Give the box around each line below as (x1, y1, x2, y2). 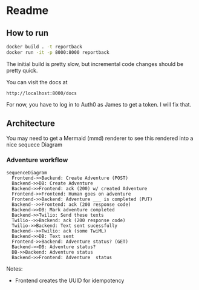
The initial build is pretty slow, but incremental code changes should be (6, 60, 184, 67)
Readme (6, 4, 49, 18)
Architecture (6, 119, 56, 129)
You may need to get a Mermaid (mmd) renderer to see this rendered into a (6, 134, 194, 142)
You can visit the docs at (6, 78, 68, 85)
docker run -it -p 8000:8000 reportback (6, 49, 110, 55)
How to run (6, 28, 49, 38)
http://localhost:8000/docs (6, 90, 77, 96)
